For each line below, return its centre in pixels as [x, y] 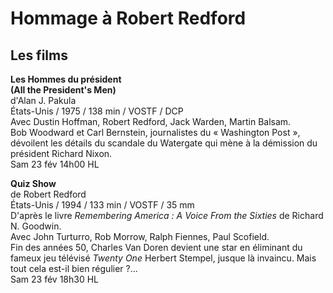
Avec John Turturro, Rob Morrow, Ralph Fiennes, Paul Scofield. [140, 236]
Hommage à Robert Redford [128, 18]
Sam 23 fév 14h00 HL [55, 164]
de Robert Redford [48, 194]
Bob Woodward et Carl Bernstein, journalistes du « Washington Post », [155, 132]
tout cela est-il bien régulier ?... [74, 268]
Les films [39, 55]
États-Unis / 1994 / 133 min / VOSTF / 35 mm [102, 205]
